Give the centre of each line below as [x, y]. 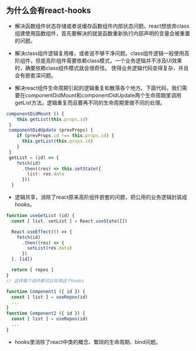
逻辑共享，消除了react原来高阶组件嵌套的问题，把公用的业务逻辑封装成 [101, 197]
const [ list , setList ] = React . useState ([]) [69, 221]
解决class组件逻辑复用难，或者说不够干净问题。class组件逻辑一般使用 [99, 53]
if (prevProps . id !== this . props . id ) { [66, 136]
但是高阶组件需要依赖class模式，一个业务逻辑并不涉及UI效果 [109, 60]
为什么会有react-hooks [49, 11]
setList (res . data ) [50, 248]
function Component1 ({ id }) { [46, 291]
